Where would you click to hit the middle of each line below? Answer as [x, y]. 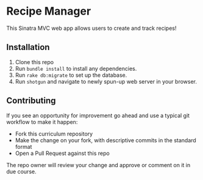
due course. [21, 171]
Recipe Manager [49, 11]
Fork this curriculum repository [54, 134]
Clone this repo [34, 62]
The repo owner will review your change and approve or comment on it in [98, 165]
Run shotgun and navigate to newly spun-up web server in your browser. [106, 81]
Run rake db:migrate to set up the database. [71, 75]
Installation [28, 47]
